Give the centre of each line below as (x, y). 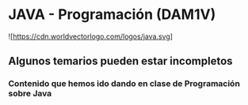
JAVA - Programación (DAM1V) (112, 15)
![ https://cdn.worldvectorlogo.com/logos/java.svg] (90, 36)
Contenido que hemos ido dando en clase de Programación (124, 84)
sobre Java (30, 94)
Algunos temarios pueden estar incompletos (120, 61)
